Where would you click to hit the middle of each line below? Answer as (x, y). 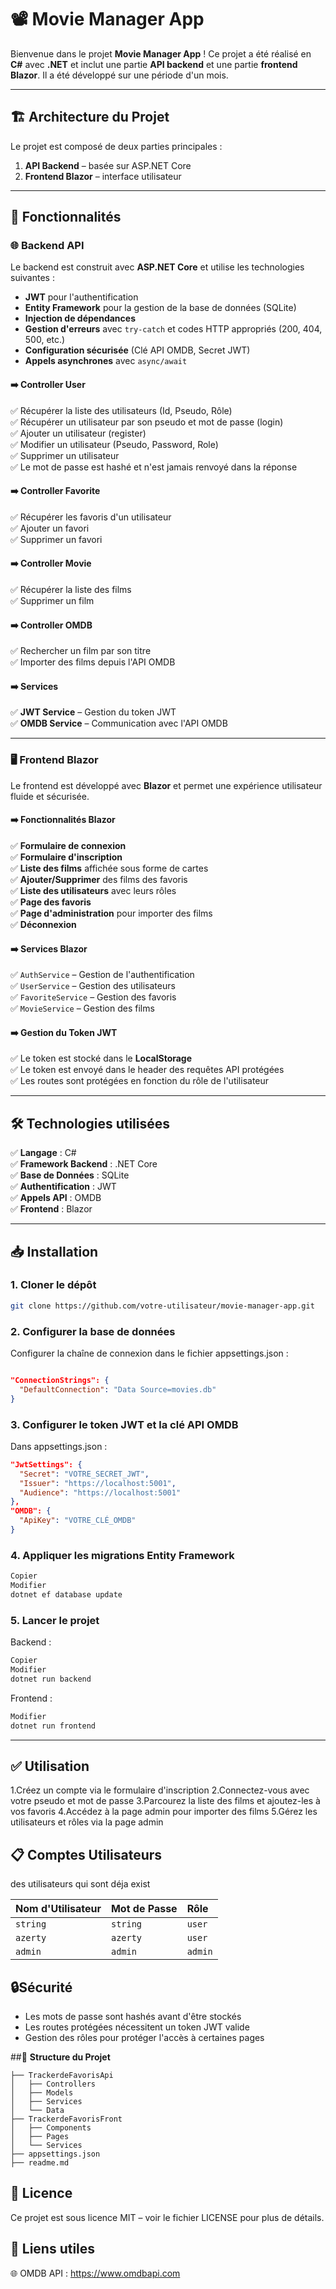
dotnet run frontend (53, 1726)
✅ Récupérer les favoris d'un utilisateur (91, 517)
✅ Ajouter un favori (50, 528)
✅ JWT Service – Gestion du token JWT (93, 712)
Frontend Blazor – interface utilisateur (103, 176)
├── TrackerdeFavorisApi (62, 2075)
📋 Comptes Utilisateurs (86, 1854)
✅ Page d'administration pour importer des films (111, 913)
